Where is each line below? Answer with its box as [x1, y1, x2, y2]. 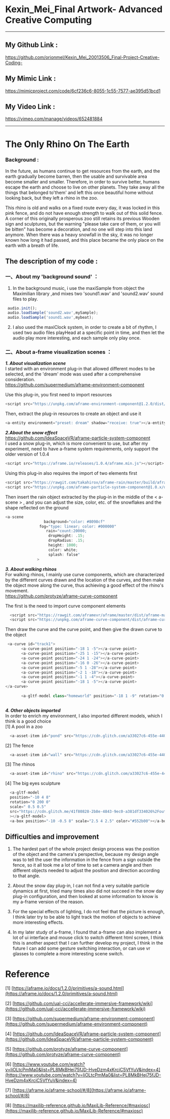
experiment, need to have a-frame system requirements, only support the [5, 446, 158, 452]
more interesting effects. [12, 919, 64, 925]
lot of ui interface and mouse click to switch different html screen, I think [12, 935, 163, 941]
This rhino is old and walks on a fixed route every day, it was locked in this [5, 204, 160, 211]
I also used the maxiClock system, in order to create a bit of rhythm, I [12, 324, 157, 330]
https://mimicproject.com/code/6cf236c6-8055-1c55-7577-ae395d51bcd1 [5, 88, 161, 94]
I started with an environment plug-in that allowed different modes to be [5, 366, 155, 372]
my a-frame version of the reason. [12, 899, 84, 905]
